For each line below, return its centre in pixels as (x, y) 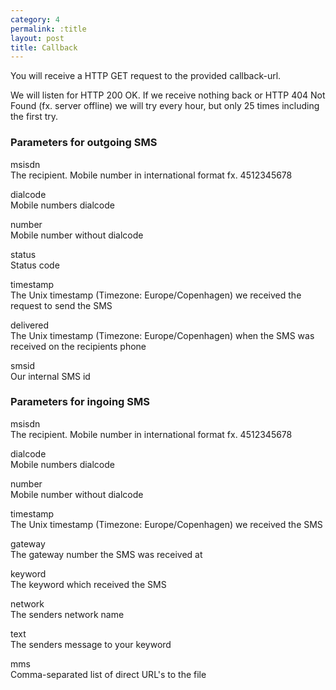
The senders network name (67, 614)
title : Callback (44, 47)
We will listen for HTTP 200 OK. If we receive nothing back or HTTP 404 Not (168, 95)
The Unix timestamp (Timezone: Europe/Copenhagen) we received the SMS (166, 524)
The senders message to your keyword (91, 644)
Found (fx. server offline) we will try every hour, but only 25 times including (165, 106)
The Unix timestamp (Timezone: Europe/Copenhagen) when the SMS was (162, 335)
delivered (30, 325)
